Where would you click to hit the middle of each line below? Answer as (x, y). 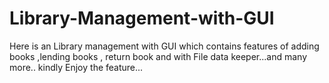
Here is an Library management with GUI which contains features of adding (164, 46)
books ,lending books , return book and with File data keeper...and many (158, 56)
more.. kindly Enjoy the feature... (76, 67)
